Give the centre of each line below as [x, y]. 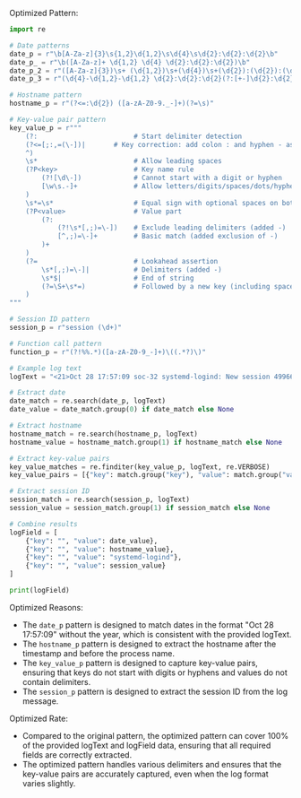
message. [40, 701]
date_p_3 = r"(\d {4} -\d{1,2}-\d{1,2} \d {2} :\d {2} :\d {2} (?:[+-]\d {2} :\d [146, 79]
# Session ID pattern [50, 319]
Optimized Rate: [39, 718]
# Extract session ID [50, 491]
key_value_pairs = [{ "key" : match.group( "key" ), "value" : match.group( [146, 475]
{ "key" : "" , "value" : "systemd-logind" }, [103, 558]
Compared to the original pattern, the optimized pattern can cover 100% [155, 735]
